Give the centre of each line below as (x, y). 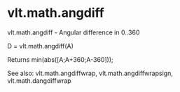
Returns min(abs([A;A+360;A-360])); (60, 59)
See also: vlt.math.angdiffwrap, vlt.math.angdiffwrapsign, (90, 73)
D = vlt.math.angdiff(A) (40, 46)
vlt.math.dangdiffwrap (39, 80)
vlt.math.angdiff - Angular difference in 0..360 (74, 32)
